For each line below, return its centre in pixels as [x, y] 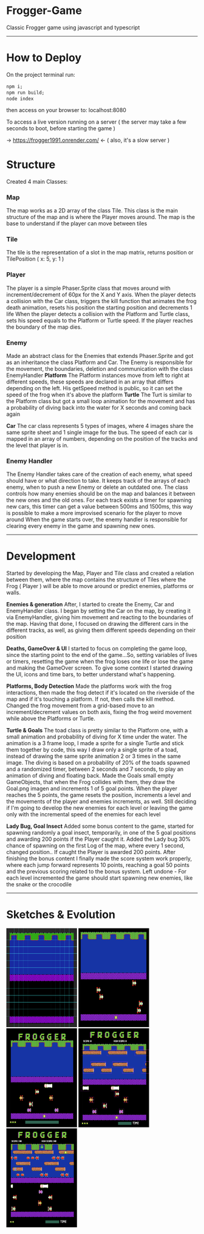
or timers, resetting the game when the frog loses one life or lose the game [100, 662]
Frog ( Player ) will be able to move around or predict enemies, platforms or [100, 586]
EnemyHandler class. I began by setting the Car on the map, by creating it [99, 611]
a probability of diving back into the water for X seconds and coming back [99, 408]
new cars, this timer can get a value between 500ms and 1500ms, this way [100, 507]
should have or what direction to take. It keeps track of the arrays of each [98, 481]
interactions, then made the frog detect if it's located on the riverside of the [100, 693]
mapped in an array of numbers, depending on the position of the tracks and [102, 439]
